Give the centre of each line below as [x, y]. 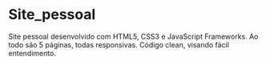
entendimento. [32, 53]
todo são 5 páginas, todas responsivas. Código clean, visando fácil [119, 44]
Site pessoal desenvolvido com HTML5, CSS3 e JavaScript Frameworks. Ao [133, 36]
